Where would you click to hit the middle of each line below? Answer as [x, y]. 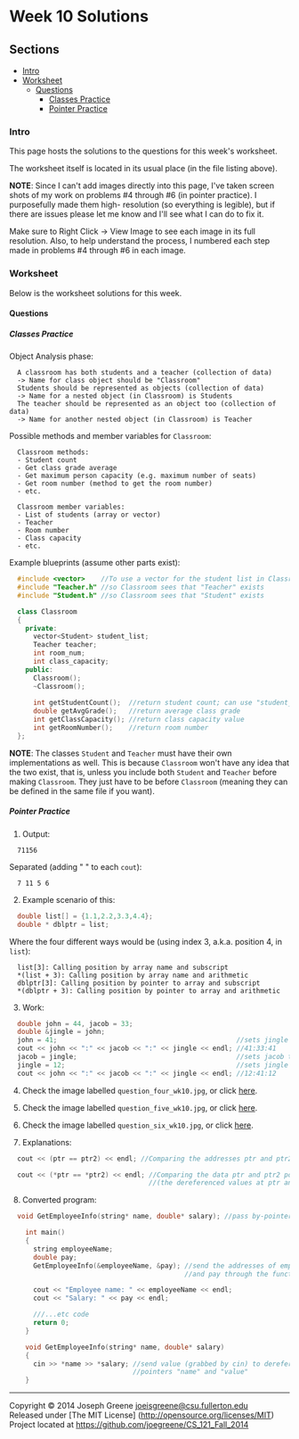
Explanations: [47, 1142]
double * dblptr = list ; [63, 924]
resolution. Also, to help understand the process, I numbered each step [140, 241]
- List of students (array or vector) [89, 515]
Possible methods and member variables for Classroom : [110, 436]
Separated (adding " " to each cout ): [76, 866]
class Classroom [47, 612]
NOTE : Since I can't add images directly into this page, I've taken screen [142, 186]
